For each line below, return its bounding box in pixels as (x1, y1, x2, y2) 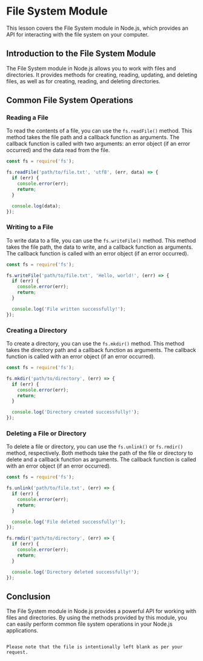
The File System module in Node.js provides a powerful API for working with (6, 607, 197, 615)
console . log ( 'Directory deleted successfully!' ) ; (12, 569, 139, 575)
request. (6, 649, 28, 656)
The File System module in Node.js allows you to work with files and (6, 64, 176, 72)
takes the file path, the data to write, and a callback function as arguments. (6, 243, 193, 251)
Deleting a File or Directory (6, 429, 87, 437)
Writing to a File (6, 223, 53, 232)
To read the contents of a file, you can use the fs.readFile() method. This (6, 127, 193, 134)
